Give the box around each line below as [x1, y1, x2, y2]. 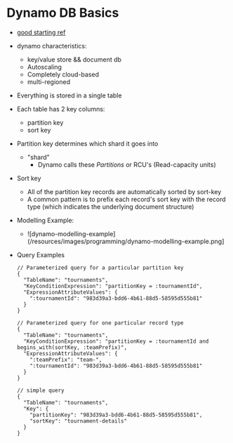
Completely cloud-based [27, 70, 100, 79]
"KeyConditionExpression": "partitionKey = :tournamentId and [23, 338, 209, 345]
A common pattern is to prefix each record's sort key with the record [27, 195, 226, 203]
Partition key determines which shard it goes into [16, 139, 159, 148]
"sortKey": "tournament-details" [29, 417, 128, 425]
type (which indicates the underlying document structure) [27, 202, 194, 211]
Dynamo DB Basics [6, 5, 119, 21]
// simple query [16, 387, 65, 394]
